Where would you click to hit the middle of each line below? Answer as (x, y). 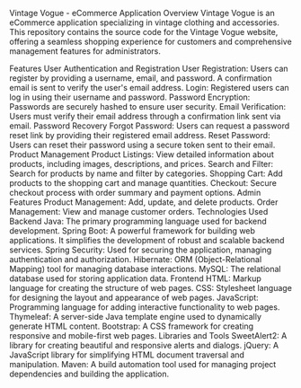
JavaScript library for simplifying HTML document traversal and (127, 355)
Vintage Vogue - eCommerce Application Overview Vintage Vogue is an (142, 13)
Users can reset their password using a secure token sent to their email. (142, 145)
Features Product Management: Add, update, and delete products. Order (144, 202)
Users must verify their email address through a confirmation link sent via (145, 116)
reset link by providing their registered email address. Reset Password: (140, 135)
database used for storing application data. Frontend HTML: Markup (136, 278)
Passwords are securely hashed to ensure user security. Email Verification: (148, 106)
